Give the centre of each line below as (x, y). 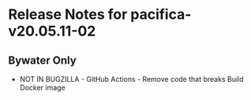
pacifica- (161, 15)
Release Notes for (68, 15)
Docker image (42, 87)
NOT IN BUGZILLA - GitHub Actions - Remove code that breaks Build (131, 79)
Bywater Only (42, 60)
